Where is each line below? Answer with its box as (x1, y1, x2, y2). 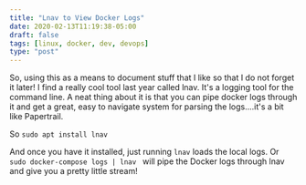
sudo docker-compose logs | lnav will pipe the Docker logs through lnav (9, 156, 285, 167)
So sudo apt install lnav (9, 128, 108, 139)
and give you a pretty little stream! (9, 166, 139, 177)
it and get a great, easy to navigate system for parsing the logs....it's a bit (9, 101, 285, 112)
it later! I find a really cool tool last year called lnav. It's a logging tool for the (9, 82, 294, 93)
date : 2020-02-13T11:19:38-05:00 (9, 22, 137, 31)
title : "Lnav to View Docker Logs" (9, 13, 145, 23)
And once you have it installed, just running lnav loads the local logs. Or (9, 147, 280, 158)
